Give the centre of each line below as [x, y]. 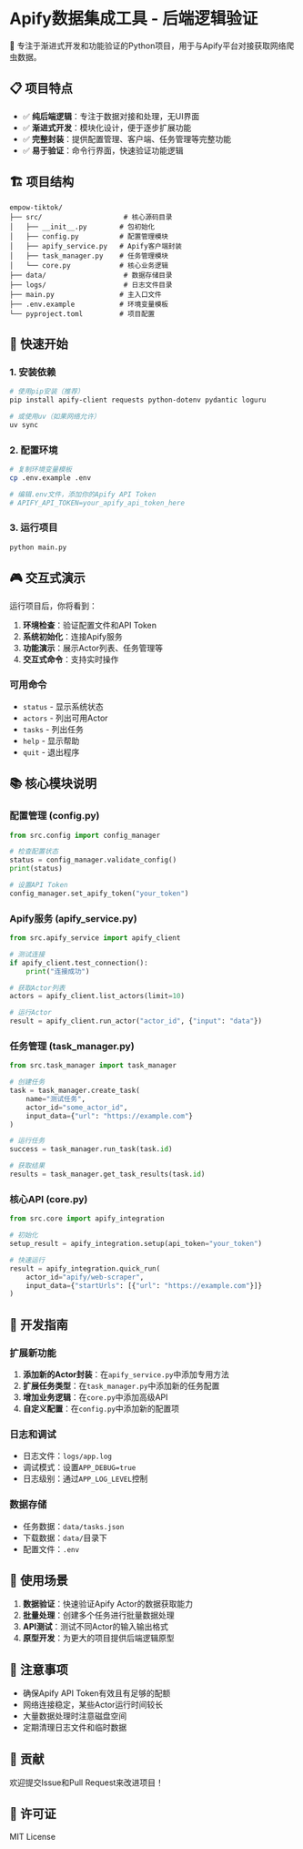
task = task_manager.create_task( [75, 1091]
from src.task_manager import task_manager [93, 1066]
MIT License [33, 1836]
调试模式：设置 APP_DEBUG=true [79, 1467]
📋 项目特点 [41, 89]
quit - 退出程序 [51, 751]
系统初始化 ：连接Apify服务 [72, 636]
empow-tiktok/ [36, 207]
